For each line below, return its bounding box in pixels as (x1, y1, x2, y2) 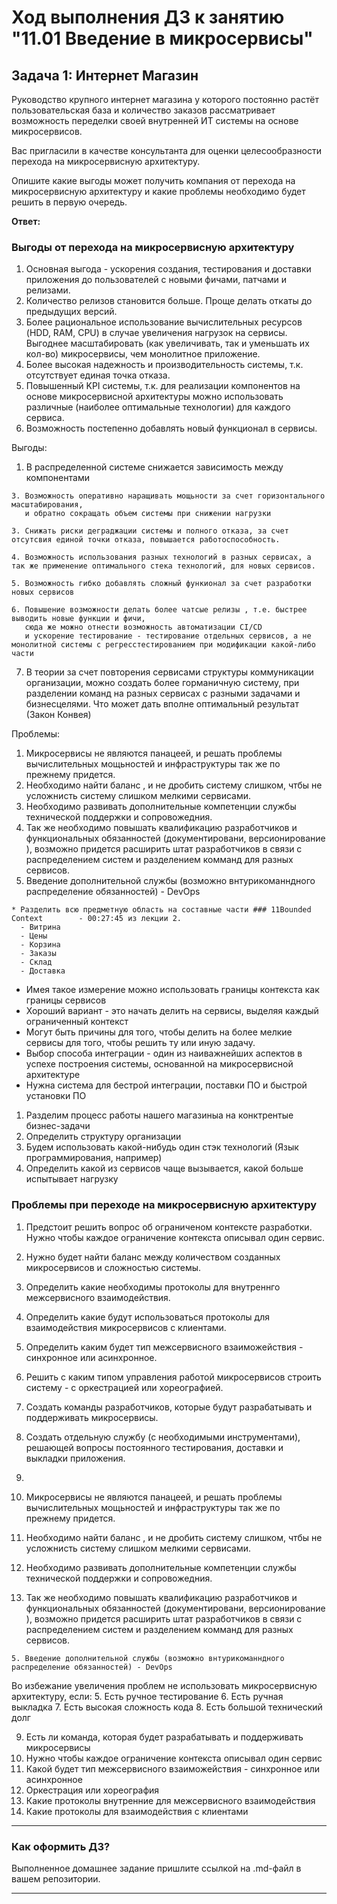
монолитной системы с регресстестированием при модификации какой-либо (11, 640, 316, 650)
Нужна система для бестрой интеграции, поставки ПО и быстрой (25, 1079, 308, 1091)
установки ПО (25, 1090, 87, 1102)
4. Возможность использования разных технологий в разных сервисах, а (11, 552, 312, 563)
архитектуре (25, 1069, 81, 1081)
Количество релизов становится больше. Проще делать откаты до (25, 295, 313, 307)
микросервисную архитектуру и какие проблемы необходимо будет (11, 186, 306, 197)
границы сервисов (25, 994, 107, 1006)
